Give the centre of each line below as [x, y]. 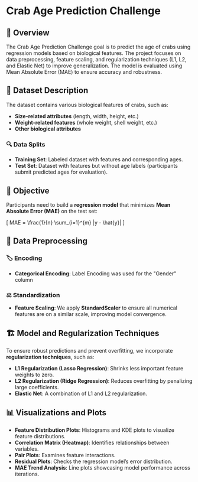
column [24, 279]
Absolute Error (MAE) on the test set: [52, 211]
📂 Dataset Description [47, 91]
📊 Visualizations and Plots [56, 413]
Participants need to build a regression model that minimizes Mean [88, 204]
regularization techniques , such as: [50, 357]
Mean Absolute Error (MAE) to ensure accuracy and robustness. [84, 72]
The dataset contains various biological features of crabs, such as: [87, 105]
